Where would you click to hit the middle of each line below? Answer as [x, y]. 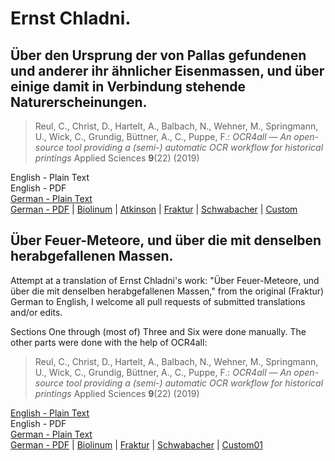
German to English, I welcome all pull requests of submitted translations [158, 301]
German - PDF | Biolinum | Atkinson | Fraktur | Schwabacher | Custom [154, 209]
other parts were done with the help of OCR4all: [109, 342]
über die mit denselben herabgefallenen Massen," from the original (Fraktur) [167, 291]
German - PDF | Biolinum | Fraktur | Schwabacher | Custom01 [136, 444]
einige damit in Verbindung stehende [128, 86]
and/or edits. [36, 312]
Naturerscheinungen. [79, 102]
